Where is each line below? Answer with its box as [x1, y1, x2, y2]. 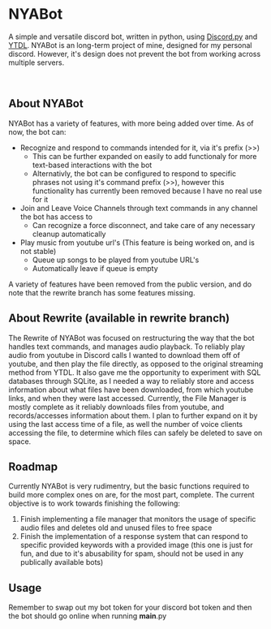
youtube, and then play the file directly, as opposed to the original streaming [8, 359, 264, 368]
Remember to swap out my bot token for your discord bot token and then [8, 602, 252, 613]
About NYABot [8, 97, 84, 110]
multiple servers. [8, 58, 65, 67]
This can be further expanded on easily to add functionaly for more [32, 151, 257, 161]
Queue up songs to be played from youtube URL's [32, 255, 200, 265]
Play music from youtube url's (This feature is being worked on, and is [19, 237, 256, 248]
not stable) [19, 246, 57, 256]
